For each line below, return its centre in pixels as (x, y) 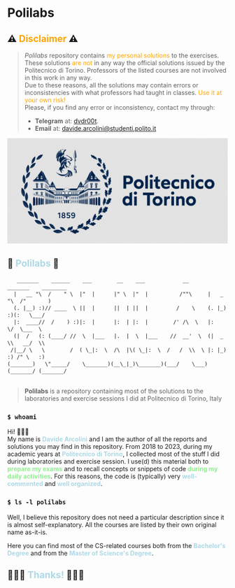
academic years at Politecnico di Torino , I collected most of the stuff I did (114, 454)
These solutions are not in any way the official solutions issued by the (124, 63)
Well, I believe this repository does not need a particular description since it (116, 517)
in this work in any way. (58, 78)
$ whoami (22, 417)
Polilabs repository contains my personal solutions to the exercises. (122, 55)
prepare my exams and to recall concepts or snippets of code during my (113, 469)
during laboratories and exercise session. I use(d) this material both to (108, 461)
